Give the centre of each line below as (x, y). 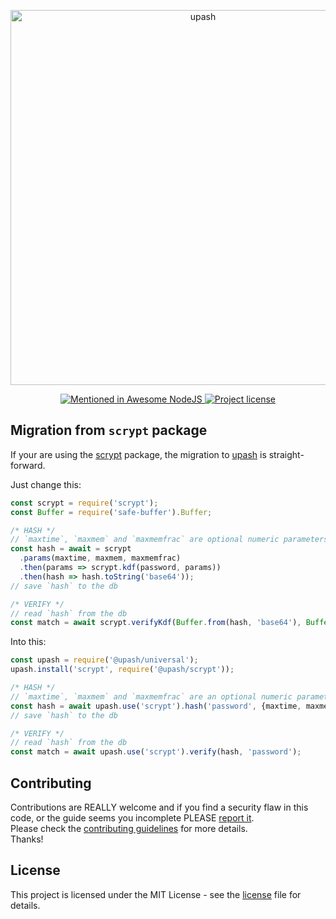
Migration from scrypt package (109, 430)
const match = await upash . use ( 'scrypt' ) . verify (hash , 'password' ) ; (156, 752)
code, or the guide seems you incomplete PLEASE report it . (132, 818)
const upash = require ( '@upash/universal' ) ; (104, 660)
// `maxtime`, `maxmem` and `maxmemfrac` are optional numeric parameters (169, 540)
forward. (28, 465)
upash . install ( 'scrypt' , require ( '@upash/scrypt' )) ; (122, 670)
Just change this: (46, 484)
